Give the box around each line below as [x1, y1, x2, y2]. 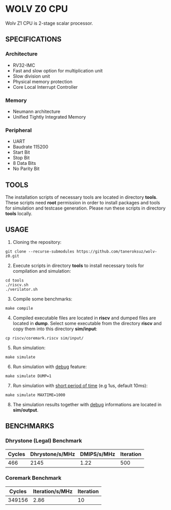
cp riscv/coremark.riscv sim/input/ [5, 335, 84, 341]
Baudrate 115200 [12, 144, 49, 150]
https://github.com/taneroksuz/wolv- [76, 249, 158, 254]
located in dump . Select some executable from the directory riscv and [12, 320, 162, 326]
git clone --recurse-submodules [5, 249, 74, 254]
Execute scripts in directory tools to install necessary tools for [12, 262, 144, 269]
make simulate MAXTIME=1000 [5, 392, 66, 398]
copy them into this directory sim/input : [12, 326, 98, 332]
